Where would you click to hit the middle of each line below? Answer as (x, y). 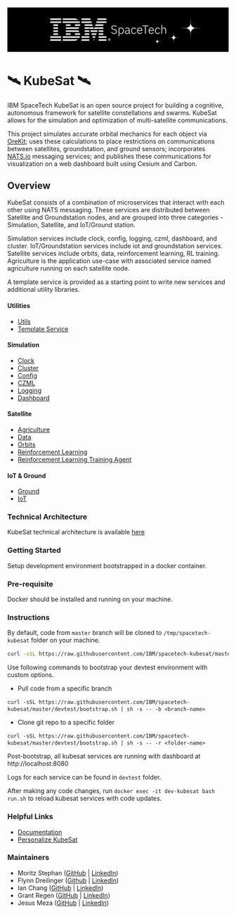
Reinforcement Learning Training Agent (74, 459)
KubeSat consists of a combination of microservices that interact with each (116, 202)
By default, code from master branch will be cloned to (85, 633)
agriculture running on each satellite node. (68, 269)
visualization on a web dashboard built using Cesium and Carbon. (102, 163)
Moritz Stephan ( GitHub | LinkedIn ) (68, 873)
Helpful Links (31, 817)
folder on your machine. (66, 641)
